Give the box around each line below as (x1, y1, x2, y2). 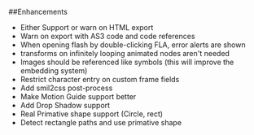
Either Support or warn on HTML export (20, 23, 154, 32)
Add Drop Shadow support (20, 101, 111, 110)
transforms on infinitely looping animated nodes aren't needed (20, 49, 230, 58)
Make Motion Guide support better (20, 92, 137, 101)
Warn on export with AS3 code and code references (20, 32, 195, 41)
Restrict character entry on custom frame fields (20, 75, 180, 84)
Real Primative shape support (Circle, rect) (20, 109, 164, 119)
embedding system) (20, 66, 88, 76)
